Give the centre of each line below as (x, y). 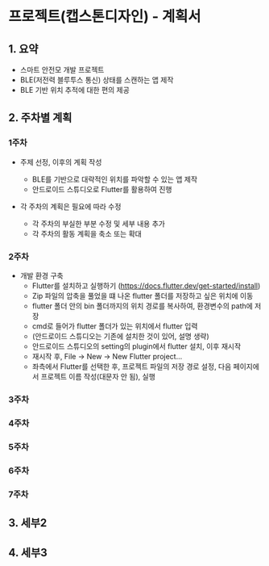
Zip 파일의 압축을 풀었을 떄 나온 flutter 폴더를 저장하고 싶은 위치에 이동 (143, 296)
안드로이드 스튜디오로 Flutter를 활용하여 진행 (102, 189)
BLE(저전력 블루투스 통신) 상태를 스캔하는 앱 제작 (97, 80)
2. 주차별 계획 (40, 118)
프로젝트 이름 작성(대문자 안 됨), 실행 (98, 376)
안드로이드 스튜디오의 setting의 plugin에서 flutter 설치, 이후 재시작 (137, 346)
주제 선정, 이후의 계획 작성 (61, 161)
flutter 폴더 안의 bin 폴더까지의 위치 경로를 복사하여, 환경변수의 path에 (143, 306)
